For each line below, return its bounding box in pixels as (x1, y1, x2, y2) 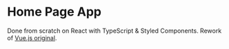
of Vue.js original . (7, 33, 57, 42)
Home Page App (7, 4, 102, 20)
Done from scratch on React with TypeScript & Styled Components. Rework (7, 27, 222, 35)
